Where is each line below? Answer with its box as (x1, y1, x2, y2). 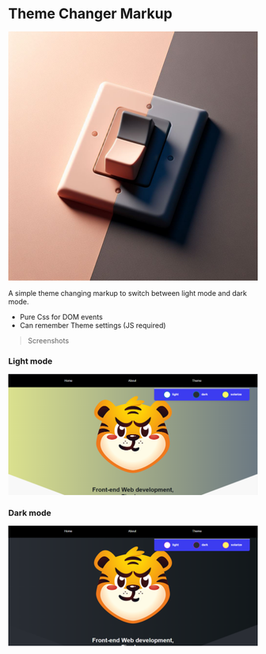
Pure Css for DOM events (19, 312, 103, 321)
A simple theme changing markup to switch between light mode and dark (8, 288, 248, 297)
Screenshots (27, 335, 70, 345)
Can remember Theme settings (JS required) (19, 320, 166, 330)
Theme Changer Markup (8, 5, 173, 23)
